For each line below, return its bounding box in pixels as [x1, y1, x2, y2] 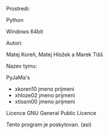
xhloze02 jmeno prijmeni [14, 92, 75, 98]
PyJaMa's [6, 74, 30, 81]
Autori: [6, 40, 23, 46]
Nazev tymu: [6, 62, 37, 69]
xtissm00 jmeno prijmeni [14, 98, 75, 105]
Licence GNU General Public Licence [6, 110, 97, 116]
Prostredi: [6, 5, 30, 12]
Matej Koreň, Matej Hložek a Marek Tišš [6, 51, 104, 58]
